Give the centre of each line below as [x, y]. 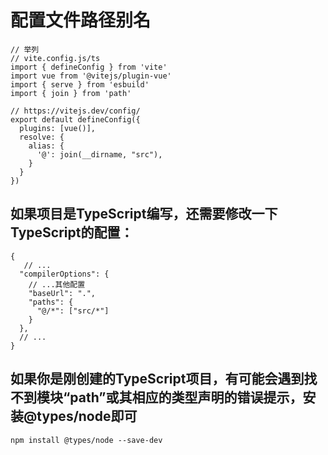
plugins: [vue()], [58, 128]
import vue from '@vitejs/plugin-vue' [91, 76]
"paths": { [51, 302]
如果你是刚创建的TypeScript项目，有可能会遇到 [157, 379]
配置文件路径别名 [81, 20]
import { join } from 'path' [71, 93]
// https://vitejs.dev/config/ [75, 111]
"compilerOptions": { [64, 274]
